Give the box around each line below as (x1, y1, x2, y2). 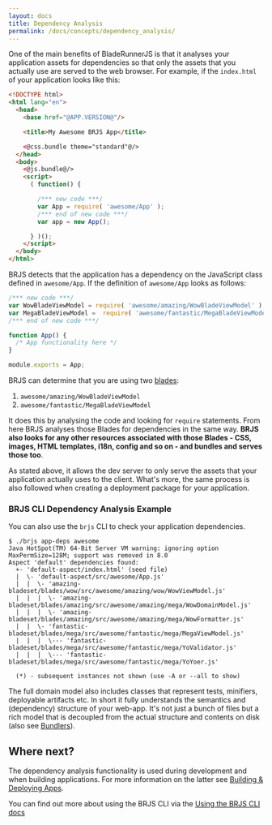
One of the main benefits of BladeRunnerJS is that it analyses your (8, 49, 230, 59)
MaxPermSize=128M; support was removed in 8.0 (8, 552, 168, 560)
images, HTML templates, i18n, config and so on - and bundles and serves (8, 441, 263, 451)
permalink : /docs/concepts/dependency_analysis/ (8, 27, 176, 35)
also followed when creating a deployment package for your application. (8, 483, 249, 492)
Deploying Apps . (8, 784, 64, 793)
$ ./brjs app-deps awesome (8, 537, 100, 546)
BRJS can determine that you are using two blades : (8, 376, 180, 385)
